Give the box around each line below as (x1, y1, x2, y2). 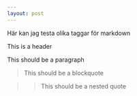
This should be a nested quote (40, 82, 127, 90)
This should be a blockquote (23, 69, 104, 77)
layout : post (7, 10, 44, 17)
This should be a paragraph (7, 56, 85, 64)
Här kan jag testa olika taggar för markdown (7, 29, 131, 37)
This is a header (7, 42, 52, 50)
